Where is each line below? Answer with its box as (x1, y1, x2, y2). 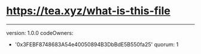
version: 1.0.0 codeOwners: (6, 29, 74, 36)
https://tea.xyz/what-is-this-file (6, 4, 170, 18)
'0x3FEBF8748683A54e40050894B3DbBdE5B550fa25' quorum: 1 (14, 40, 179, 48)
